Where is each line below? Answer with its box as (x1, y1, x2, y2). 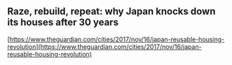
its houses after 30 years (7, 17, 119, 29)
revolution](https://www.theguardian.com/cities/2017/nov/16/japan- (7, 42, 202, 51)
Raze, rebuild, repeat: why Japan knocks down (7, 6, 216, 17)
